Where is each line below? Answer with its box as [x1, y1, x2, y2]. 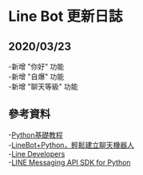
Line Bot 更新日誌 [8, 7, 123, 26]
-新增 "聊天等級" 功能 [8, 82, 78, 91]
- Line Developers [8, 149, 66, 158]
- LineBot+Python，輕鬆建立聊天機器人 [8, 140, 134, 149]
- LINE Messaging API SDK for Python [8, 157, 131, 167]
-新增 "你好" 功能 [8, 62, 65, 71]
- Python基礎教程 [8, 129, 63, 140]
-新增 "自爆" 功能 [8, 72, 65, 81]
